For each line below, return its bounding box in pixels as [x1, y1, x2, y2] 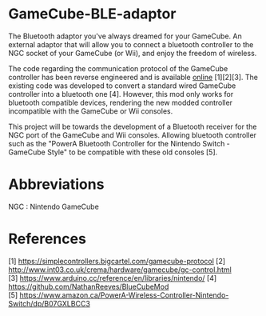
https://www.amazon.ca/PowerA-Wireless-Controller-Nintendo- [19, 290, 229, 300]
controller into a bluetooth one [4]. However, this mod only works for [8, 89, 234, 98]
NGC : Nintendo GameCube [8, 202, 100, 211]
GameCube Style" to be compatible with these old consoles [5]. [8, 147, 218, 157]
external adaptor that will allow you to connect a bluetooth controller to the [8, 39, 254, 49]
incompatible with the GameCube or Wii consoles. [8, 106, 173, 116]
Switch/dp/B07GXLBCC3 [8, 298, 90, 308]
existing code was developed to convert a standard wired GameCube [8, 81, 236, 90]
